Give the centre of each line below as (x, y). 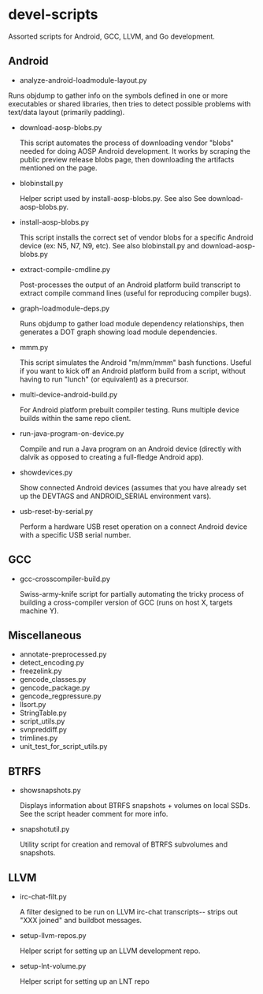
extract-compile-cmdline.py (65, 269)
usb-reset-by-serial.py (56, 511)
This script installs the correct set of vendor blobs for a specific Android (136, 237)
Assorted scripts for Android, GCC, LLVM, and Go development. (111, 36)
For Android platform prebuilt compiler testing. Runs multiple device (130, 410)
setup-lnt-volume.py (53, 966)
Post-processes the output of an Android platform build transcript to (130, 285)
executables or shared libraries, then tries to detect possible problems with (130, 103)
